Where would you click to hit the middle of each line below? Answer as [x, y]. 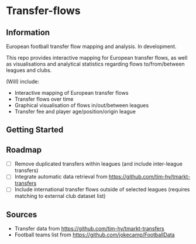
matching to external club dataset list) [60, 196]
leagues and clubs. [29, 70]
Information [28, 32]
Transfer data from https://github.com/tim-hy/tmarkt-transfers [90, 229]
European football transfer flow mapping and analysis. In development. [91, 46]
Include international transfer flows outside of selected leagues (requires [102, 190]
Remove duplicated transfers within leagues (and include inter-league [99, 164]
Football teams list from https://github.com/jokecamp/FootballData [94, 235]
